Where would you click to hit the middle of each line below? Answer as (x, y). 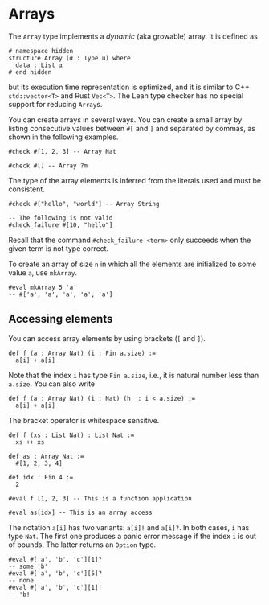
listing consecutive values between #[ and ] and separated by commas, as (132, 128)
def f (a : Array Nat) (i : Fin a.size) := (82, 353)
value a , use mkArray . (43, 272)
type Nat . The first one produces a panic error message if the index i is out (132, 536)
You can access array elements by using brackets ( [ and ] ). (107, 338)
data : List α (39, 65)
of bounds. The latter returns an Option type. (82, 545)
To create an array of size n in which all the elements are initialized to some (132, 264)
